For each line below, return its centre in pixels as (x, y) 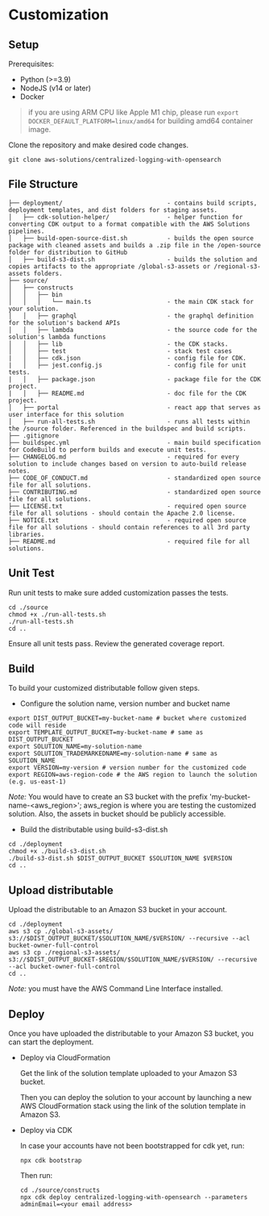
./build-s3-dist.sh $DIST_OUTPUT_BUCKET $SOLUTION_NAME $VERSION (120, 859)
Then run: (36, 1176)
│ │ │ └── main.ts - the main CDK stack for (131, 301)
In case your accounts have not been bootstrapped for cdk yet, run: (132, 1146)
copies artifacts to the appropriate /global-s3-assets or (110, 266)
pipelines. (27, 231)
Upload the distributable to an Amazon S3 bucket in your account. (118, 910)
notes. (19, 471)
